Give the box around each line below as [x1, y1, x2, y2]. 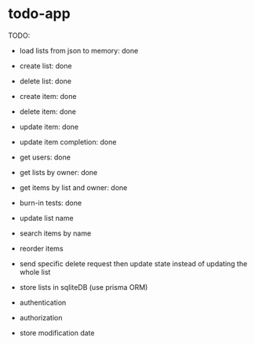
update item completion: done [19, 137, 117, 146]
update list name [19, 213, 74, 222]
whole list [19, 267, 51, 276]
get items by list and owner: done [19, 182, 128, 192]
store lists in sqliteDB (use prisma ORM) [19, 282, 148, 291]
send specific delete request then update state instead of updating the [19, 258, 248, 268]
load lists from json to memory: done [19, 46, 139, 55]
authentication [19, 298, 67, 307]
